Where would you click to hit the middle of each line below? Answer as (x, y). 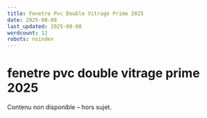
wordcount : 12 (28, 33)
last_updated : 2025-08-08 (44, 26)
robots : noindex (30, 39)
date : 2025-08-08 (32, 20)
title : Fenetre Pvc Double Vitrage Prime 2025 (75, 13)
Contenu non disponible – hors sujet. (60, 107)
